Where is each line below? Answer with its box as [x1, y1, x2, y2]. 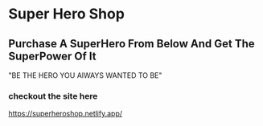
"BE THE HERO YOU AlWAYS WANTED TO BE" [8, 71, 162, 80]
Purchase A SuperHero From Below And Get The [8, 37, 255, 51]
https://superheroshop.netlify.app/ [8, 109, 123, 119]
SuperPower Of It [8, 49, 97, 63]
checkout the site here [8, 90, 98, 101]
